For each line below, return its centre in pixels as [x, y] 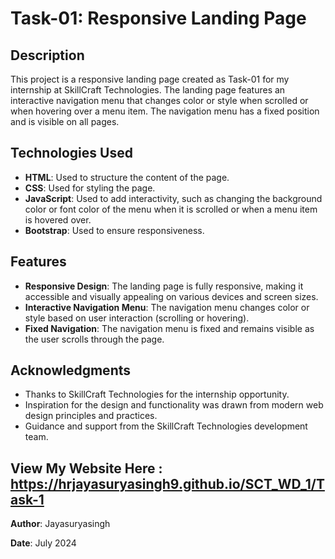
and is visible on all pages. [65, 121]
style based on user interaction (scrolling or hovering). [137, 318]
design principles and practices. [91, 416]
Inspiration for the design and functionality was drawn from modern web [174, 405]
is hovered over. [58, 219]
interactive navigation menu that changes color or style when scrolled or [159, 100]
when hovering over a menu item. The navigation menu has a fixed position [165, 111]
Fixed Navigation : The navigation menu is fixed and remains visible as [169, 328]
